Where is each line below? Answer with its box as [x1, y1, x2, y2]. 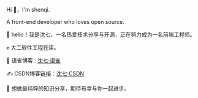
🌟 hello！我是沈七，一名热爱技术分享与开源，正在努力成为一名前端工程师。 [6, 31, 196, 38]
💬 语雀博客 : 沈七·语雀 [6, 57, 61, 64]
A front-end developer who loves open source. [6, 18, 124, 25]
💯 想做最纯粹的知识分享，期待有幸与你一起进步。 [6, 85, 130, 92]
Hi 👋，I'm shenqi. [6, 6, 50, 13]
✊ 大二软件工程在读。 [6, 44, 59, 51]
